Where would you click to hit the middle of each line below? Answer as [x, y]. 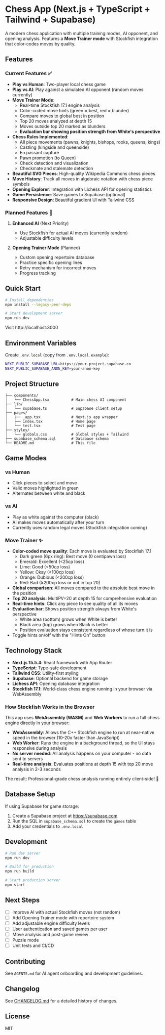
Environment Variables [41, 343]
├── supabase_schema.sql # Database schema [57, 438]
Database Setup [30, 794]
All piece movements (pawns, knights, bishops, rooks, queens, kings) [90, 142]
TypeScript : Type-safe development [49, 668]
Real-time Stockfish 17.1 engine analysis [60, 105]
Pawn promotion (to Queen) [48, 158]
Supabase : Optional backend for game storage [60, 678]
